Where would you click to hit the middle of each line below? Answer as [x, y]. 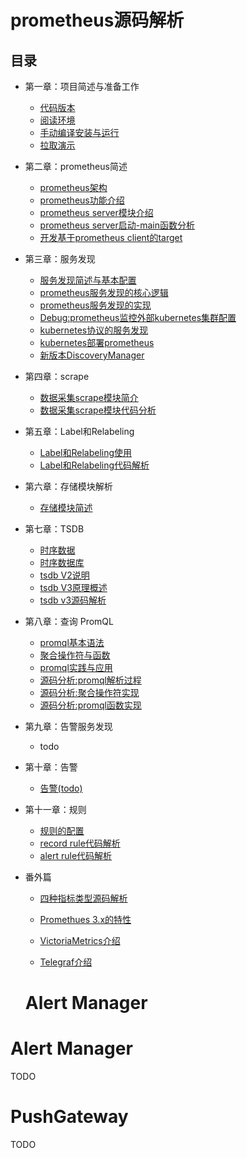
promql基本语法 [72, 642]
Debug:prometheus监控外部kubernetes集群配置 [138, 317]
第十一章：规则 [55, 809]
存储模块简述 [66, 507]
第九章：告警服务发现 [68, 726]
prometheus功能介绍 [82, 200]
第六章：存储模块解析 [68, 486]
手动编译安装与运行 [79, 132]
